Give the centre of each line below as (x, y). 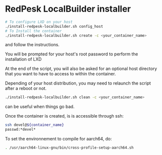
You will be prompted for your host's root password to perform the (72, 54)
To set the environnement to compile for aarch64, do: (58, 139)
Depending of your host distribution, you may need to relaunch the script (78, 83)
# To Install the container (34, 31)
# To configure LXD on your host (39, 22)
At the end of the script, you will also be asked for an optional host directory (81, 69)
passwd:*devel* (20, 130)
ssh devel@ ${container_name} (35, 125)
